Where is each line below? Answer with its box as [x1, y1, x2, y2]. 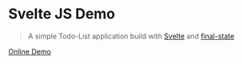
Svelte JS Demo [8, 5, 116, 23]
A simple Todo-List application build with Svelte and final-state [27, 31, 235, 41]
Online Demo [8, 46, 52, 56]
